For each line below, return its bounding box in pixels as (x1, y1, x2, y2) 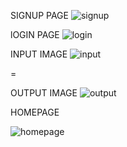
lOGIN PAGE (10, 29, 60, 40)
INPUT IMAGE (10, 48, 68, 60)
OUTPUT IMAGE (10, 87, 78, 99)
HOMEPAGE (10, 106, 60, 118)
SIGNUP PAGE (10, 10, 69, 21)
